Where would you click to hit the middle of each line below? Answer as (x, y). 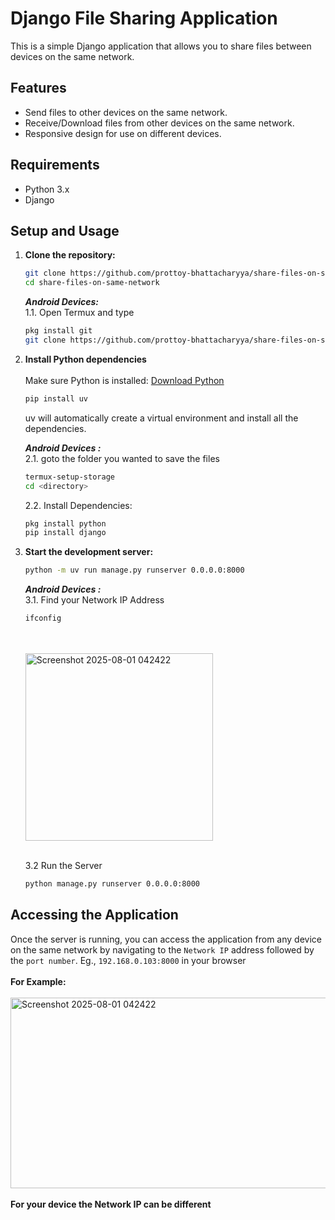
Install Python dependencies (85, 359)
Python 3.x (47, 189)
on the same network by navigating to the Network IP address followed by (162, 949)
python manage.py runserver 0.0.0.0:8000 (112, 884)
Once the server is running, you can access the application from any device (166, 939)
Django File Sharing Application (144, 18)
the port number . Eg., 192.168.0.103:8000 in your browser (128, 960)
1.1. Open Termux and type (79, 313)
